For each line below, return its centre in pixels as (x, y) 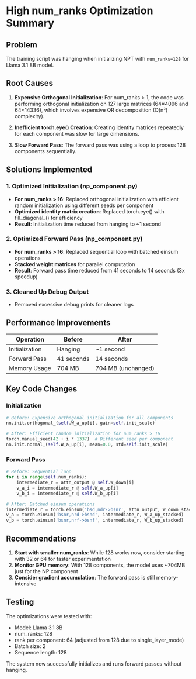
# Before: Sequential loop (39, 472)
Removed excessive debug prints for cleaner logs (74, 305)
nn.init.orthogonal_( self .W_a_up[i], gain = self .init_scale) (81, 423)
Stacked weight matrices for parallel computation (75, 264)
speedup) (26, 277)
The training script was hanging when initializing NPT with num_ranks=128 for (98, 59)
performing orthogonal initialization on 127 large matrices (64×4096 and (101, 104)
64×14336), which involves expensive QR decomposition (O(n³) (91, 110)
